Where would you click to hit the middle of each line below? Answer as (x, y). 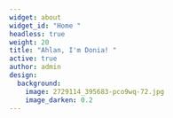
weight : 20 (29, 42)
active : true (33, 59)
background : (39, 83)
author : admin (35, 67)
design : (24, 75)
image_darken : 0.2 (59, 100)
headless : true (37, 34)
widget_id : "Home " (45, 26)
